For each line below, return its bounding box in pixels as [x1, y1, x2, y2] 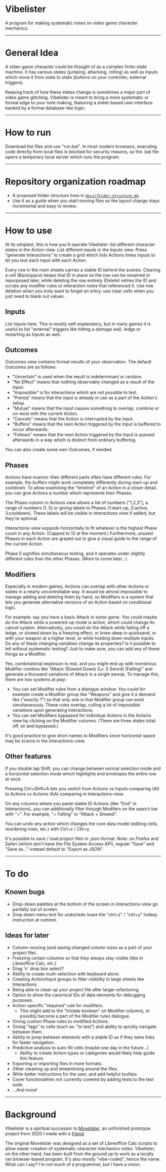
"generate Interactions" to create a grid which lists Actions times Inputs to [5, 252, 156, 258]
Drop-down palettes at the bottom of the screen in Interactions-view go [12, 901, 158, 907]
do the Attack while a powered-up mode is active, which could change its [5, 619, 155, 625]
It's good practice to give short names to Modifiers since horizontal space [5, 732, 156, 738]
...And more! [12, 1087, 38, 1093]
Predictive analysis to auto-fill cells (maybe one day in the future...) [12, 1044, 149, 1050]
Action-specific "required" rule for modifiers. [12, 1002, 104, 1008]
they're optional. [5, 515, 39, 522]
